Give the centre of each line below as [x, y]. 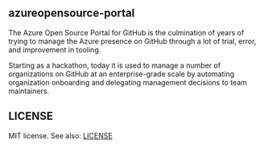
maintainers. [29, 91]
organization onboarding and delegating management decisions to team [128, 82]
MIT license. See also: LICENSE [60, 135]
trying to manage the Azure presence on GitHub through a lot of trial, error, [132, 41]
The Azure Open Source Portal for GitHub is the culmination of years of [126, 32]
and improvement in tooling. [55, 49]
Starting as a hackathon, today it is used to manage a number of [115, 65]
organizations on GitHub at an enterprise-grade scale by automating [122, 74]
